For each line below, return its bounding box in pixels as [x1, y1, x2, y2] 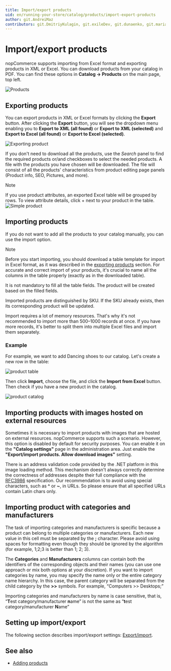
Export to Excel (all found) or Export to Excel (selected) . [5, 131, 125, 137]
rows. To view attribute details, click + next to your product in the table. [5, 197, 155, 203]
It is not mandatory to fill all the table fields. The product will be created [5, 282, 155, 288]
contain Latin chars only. [5, 488, 57, 494]
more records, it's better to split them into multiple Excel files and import [5, 324, 157, 330]
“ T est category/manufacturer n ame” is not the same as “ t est [5, 598, 132, 604]
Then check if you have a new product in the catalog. [5, 384, 117, 390]
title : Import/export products [5, 7, 72, 13]
